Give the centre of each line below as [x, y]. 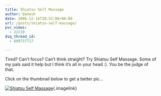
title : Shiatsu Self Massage [34, 9]
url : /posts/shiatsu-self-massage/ [41, 23]
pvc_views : [16, 28]
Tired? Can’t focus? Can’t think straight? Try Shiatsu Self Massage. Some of [81, 59]
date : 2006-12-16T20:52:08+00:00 [39, 18]
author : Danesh [20, 14]
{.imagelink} [65, 88]
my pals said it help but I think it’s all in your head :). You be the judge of [77, 64]
